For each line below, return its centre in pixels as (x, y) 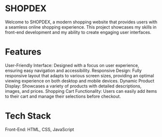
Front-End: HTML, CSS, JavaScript (39, 129)
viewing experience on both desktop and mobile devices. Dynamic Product (80, 81)
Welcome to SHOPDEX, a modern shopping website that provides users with (81, 22)
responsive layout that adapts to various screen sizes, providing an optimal (80, 75)
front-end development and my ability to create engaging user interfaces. (78, 32)
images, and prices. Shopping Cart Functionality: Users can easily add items (81, 91)
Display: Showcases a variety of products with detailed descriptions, (73, 86)
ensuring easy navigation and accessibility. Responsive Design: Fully (73, 70)
